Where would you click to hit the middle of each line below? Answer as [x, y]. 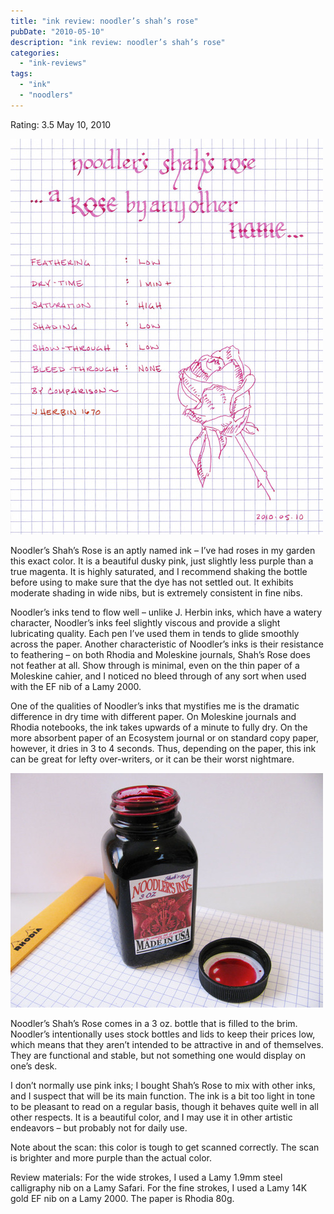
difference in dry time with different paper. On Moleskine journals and [153, 716]
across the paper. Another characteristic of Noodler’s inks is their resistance [167, 644]
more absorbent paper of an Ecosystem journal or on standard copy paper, [164, 737]
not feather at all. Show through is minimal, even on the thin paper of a [155, 665]
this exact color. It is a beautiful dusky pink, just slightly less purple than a [162, 561]
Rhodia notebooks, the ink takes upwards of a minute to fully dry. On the [159, 727]
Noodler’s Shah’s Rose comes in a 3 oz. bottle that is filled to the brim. [154, 1023]
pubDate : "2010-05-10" [57, 31]
